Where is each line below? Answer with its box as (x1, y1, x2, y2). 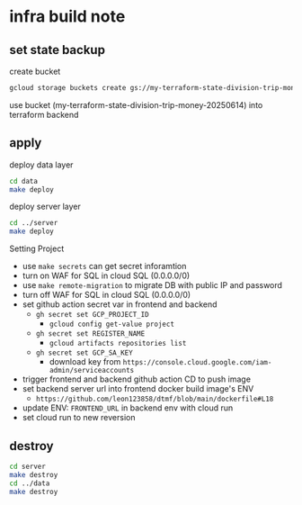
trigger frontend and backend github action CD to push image (22, 374, 252, 384)
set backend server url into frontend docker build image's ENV (22, 383, 254, 394)
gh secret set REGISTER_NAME (35, 329, 146, 338)
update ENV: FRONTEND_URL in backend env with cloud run (22, 402, 234, 413)
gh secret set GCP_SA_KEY (35, 348, 133, 357)
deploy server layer (9, 201, 81, 212)
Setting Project (9, 243, 65, 254)
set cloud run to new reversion (22, 412, 136, 423)
